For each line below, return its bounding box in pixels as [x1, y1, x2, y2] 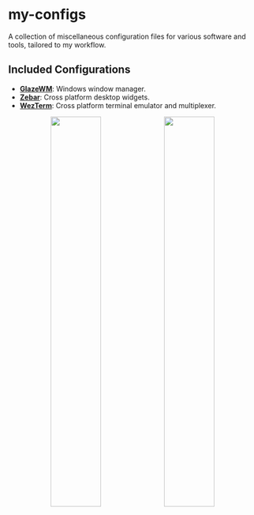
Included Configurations [8, 63, 131, 77]
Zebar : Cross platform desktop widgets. [19, 92, 150, 102]
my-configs [8, 6, 87, 24]
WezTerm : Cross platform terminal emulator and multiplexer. [19, 100, 217, 110]
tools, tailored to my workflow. [8, 39, 106, 49]
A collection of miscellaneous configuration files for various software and [8, 32, 246, 41]
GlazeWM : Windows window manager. [19, 84, 146, 93]
